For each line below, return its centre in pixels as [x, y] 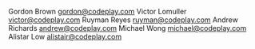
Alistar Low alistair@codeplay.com [65, 36]
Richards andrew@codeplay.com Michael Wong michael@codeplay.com [127, 28]
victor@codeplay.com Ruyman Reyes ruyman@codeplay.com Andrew [123, 20]
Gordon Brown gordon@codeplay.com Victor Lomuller [98, 11]
